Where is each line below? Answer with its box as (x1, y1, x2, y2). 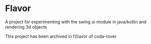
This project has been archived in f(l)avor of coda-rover (5, 33, 117, 39)
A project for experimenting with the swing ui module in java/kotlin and (5, 19, 147, 25)
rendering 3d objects (5, 24, 47, 29)
